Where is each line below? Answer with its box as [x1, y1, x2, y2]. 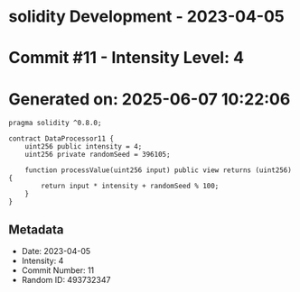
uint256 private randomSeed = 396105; [24, 151, 171, 160]
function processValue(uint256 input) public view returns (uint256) [24, 166, 293, 175]
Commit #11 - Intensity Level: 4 [8, 48, 245, 68]
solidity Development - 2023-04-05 [8, 6, 286, 27]
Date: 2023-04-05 [21, 246, 91, 257]
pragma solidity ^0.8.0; [8, 119, 102, 128]
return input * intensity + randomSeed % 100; [41, 182, 220, 191]
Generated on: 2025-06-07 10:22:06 [8, 88, 291, 109]
